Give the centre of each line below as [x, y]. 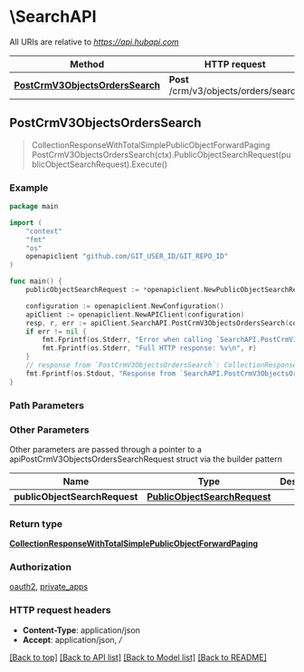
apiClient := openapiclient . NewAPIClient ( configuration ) [135, 315]
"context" [44, 231]
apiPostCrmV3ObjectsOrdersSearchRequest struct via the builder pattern [146, 459]
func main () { [36, 282]
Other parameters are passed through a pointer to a [105, 449]
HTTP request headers [60, 610]
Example [29, 188]
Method [87, 63]
